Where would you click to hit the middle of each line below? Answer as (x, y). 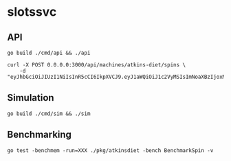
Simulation (31, 98)
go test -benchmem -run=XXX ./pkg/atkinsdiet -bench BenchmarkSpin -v (110, 150)
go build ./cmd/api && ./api (49, 53)
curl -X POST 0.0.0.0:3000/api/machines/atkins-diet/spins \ (97, 65)
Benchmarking (40, 135)
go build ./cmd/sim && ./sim (49, 114)
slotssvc (32, 12)
